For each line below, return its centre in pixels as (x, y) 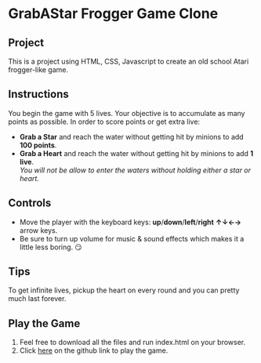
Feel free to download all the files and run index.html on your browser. (132, 343)
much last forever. (37, 299)
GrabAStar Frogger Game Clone (113, 14)
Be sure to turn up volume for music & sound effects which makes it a (132, 238)
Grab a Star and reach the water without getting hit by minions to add (132, 136)
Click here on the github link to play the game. (94, 350)
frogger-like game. (38, 70)
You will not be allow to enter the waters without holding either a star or (135, 170)
